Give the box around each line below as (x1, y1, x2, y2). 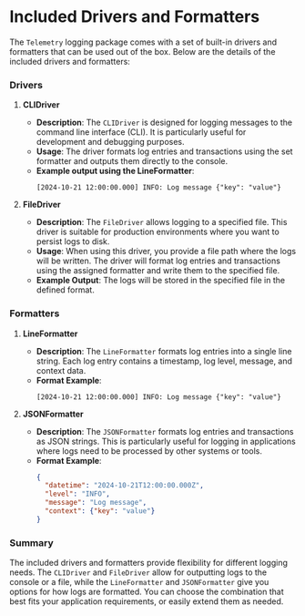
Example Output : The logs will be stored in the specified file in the (36, 275, 285, 286)
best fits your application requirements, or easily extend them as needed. (9, 596, 284, 607)
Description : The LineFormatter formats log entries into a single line (36, 345, 292, 356)
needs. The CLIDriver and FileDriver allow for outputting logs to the (9, 567, 268, 578)
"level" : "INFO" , (44, 489, 111, 498)
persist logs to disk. (36, 236, 110, 247)
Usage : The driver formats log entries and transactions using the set (36, 146, 293, 157)
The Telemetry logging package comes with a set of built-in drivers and (9, 36, 278, 47)
